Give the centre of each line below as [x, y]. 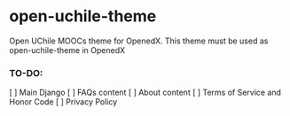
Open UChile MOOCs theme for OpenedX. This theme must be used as [139, 41]
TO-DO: [26, 73]
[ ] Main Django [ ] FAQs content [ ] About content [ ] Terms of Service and [145, 93]
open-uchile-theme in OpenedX [67, 50]
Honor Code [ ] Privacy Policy [63, 102]
